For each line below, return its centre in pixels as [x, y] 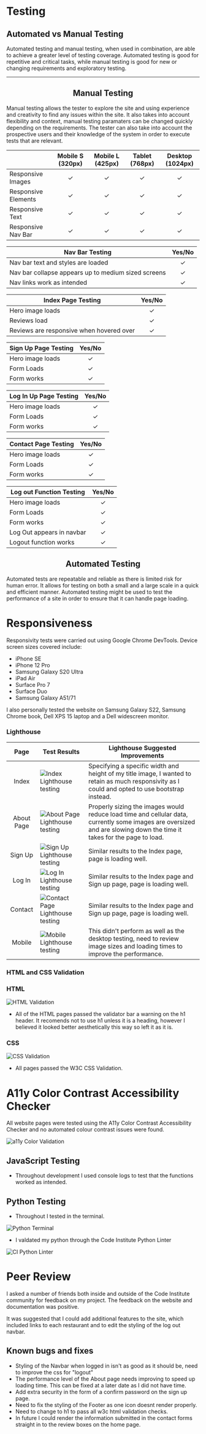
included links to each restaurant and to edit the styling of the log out [93, 1325]
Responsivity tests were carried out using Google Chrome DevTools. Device [102, 640]
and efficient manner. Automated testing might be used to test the [90, 592]
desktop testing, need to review [134, 939]
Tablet [142, 156]
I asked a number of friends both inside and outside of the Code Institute [98, 1293]
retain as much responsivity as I [134, 781]
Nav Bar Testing [88, 252]
